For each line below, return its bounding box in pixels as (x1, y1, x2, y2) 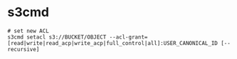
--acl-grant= (109, 33, 148, 41)
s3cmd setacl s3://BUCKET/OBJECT (7, 33, 107, 41)
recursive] (7, 46, 40, 53)
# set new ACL (7, 27, 50, 34)
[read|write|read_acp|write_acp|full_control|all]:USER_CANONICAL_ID (7, 39, 218, 46)
